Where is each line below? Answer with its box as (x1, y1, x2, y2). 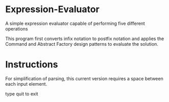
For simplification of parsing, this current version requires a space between (5, 75, 163, 82)
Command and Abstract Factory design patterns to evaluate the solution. (5, 41, 158, 47)
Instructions (5, 59, 58, 71)
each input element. (5, 81, 47, 87)
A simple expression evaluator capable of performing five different (5, 20, 146, 26)
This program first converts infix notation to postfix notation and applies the (5, 36, 164, 42)
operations (5, 25, 28, 31)
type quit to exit (5, 90, 38, 97)
